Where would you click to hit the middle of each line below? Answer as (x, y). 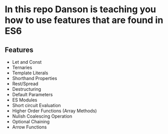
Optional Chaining (31, 122)
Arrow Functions (29, 127)
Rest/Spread (25, 84)
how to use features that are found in (84, 20)
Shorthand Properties (35, 78)
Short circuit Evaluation (37, 105)
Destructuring (27, 89)
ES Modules (25, 100)
